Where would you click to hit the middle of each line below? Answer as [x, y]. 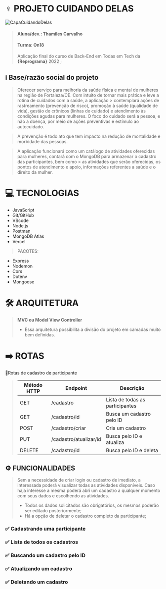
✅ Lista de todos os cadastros [41, 542]
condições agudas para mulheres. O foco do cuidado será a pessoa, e [89, 116]
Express [21, 261]
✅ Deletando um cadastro [37, 582]
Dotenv [20, 277]
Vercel [19, 242]
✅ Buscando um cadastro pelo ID [45, 555]
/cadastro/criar [69, 428]
